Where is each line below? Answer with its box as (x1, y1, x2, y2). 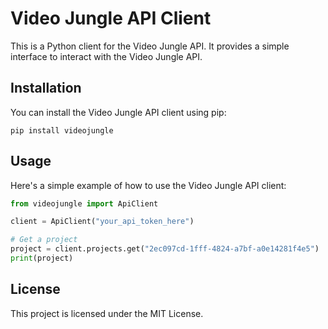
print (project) (10, 253, 74, 264)
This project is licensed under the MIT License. (10, 307, 204, 319)
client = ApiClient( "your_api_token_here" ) (10, 217, 195, 227)
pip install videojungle (10, 125, 114, 136)
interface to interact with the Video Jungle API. (10, 50, 203, 62)
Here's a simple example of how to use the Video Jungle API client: (10, 179, 287, 191)
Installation (10, 80, 82, 97)
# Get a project (10, 235, 78, 245)
